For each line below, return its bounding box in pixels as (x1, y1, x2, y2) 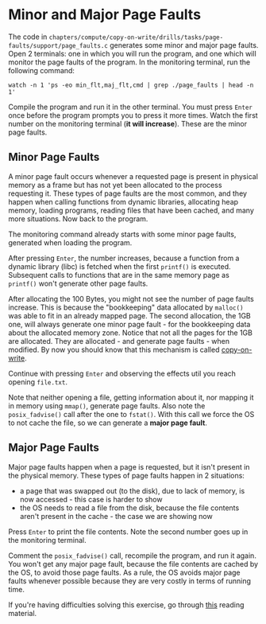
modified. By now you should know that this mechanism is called (8, 345, 220, 354)
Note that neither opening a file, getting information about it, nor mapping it (8, 392, 254, 402)
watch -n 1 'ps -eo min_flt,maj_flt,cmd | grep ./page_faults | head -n (8, 81, 254, 89)
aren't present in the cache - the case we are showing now (19, 511, 213, 521)
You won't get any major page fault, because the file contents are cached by (8, 559, 259, 568)
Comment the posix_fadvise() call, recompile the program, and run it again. (8, 551, 256, 560)
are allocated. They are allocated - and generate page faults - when (8, 336, 230, 345)
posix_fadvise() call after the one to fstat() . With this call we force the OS (8, 409, 255, 419)
